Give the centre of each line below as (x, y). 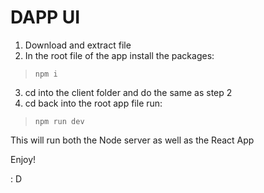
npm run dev (59, 121)
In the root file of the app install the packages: (119, 55)
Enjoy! (23, 159)
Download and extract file (78, 45)
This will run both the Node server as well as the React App (132, 140)
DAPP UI (45, 17)
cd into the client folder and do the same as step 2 (128, 92)
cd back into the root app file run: (93, 103)
